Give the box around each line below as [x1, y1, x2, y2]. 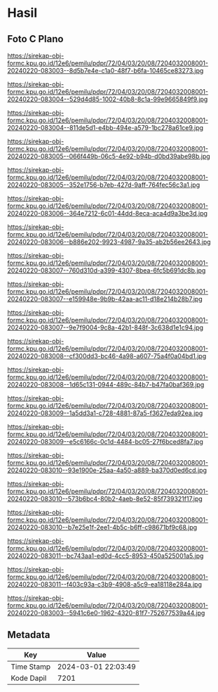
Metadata [7, 629, 50, 641]
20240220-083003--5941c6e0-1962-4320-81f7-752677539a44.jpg [7, 609, 205, 617]
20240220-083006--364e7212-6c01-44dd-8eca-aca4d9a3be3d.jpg [7, 209, 208, 217]
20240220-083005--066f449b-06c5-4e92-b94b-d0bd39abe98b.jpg [7, 152, 210, 160]
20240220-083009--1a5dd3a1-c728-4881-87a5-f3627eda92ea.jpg [7, 409, 203, 417]
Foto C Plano [7, 33, 64, 45]
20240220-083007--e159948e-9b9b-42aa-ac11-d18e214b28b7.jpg [7, 295, 203, 303]
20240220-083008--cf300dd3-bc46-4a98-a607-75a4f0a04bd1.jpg [7, 352, 207, 360]
